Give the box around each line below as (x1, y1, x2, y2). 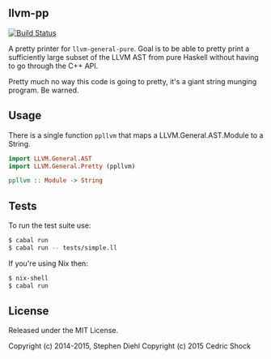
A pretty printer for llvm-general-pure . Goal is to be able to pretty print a (8, 44, 250, 53)
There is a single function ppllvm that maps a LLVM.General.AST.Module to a (8, 130, 264, 140)
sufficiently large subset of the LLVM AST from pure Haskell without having (8, 52, 259, 62)
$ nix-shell (8, 274, 49, 282)
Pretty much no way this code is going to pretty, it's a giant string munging (8, 76, 257, 86)
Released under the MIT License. (8, 326, 119, 335)
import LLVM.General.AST (8, 154, 92, 163)
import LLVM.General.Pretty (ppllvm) (8, 162, 136, 170)
